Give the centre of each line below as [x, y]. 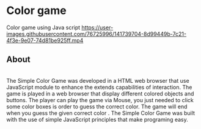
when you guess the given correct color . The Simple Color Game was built [101, 113]
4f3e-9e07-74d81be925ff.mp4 [45, 40]
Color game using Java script [43, 27]
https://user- [97, 27]
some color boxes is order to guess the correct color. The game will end [97, 106]
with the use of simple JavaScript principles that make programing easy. [97, 119]
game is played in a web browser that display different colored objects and [100, 93]
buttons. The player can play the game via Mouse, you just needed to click [100, 100]
